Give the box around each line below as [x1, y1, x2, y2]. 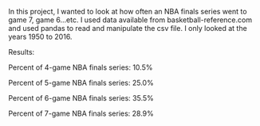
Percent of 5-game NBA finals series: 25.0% [8, 78, 154, 87]
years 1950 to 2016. [8, 32, 73, 41]
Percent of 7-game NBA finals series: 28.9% [8, 109, 154, 118]
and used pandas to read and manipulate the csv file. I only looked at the [8, 24, 247, 32]
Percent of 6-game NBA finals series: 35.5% [8, 94, 154, 102]
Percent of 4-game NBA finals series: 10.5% [8, 63, 153, 72]
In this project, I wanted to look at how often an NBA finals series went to [8, 7, 247, 16]
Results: [8, 48, 35, 56]
